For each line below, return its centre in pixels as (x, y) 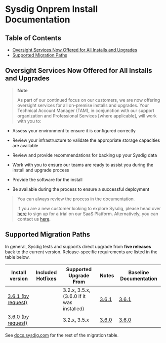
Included (46, 272)
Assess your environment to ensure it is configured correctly (74, 130)
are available (25, 145)
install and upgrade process (41, 170)
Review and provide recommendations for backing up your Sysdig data (84, 155)
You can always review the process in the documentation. (76, 199)
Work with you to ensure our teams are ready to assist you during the (83, 165)
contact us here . (34, 219)
